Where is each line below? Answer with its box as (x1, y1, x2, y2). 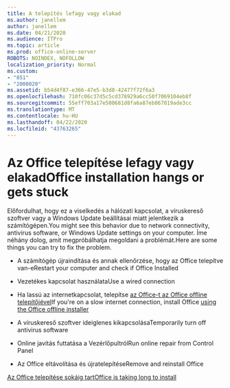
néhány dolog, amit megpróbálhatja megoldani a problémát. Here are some (7, 236, 218, 244)
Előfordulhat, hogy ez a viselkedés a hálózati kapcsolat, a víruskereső (7, 207, 204, 215)
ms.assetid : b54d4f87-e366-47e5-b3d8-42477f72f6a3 (7, 87, 155, 94)
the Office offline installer (16, 305, 89, 314)
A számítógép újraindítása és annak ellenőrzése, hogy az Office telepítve (16, 257, 224, 265)
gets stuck (7, 184, 69, 200)
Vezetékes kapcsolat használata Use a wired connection (16, 277, 175, 285)
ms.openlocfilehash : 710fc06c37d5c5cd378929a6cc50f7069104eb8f (7, 94, 192, 100)
